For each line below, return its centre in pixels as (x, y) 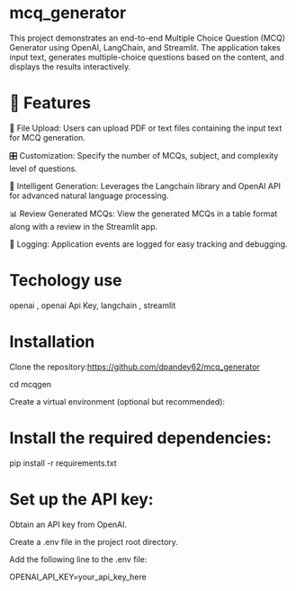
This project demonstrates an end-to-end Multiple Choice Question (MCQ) (148, 38)
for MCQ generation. (47, 137)
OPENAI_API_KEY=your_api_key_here (78, 577)
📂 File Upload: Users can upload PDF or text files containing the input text (146, 128)
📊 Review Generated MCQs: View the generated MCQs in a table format (144, 214)
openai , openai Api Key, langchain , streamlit (93, 305)
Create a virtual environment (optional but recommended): (117, 401)
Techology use (66, 281)
